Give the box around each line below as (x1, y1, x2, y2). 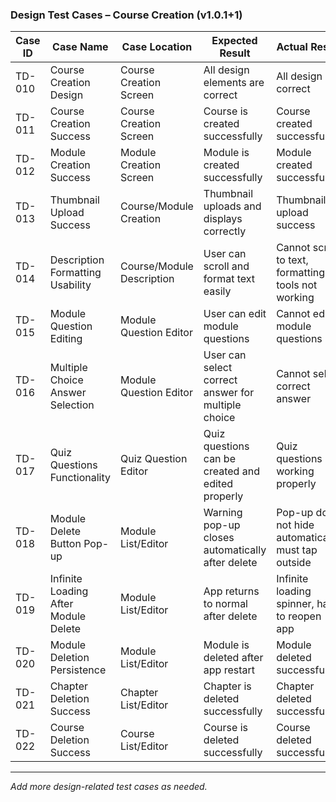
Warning (203, 506, 243, 520)
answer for (203, 386, 255, 400)
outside (276, 556, 312, 570)
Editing (49, 332, 83, 346)
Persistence (49, 663, 107, 677)
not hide (276, 518, 315, 532)
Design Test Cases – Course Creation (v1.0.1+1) (10, 8, 243, 22)
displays (203, 212, 243, 226)
